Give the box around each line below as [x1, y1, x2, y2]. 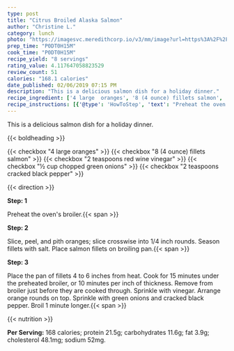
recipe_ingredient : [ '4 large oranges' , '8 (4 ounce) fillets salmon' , [7, 95, 223, 102]
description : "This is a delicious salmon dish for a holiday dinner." [7, 88, 219, 95]
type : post [7, 10, 39, 17]
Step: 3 [7, 257, 29, 266]
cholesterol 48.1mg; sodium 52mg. [7, 336, 106, 344]
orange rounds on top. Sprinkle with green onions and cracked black [7, 294, 204, 302]
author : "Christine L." [7, 23, 77, 30]
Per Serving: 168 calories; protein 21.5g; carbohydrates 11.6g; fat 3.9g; [7, 328, 210, 336]
